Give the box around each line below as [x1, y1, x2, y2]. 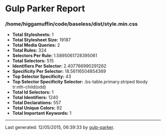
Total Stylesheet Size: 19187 [12, 37, 71, 43]
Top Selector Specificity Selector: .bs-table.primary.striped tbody [12, 79, 148, 85]
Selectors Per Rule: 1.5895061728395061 [12, 53, 97, 59]
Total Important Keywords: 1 [12, 110, 72, 116]
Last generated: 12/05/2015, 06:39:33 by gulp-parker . [5, 124, 115, 131]
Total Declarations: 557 [12, 100, 61, 106]
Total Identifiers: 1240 [12, 95, 58, 101]
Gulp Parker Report [5, 3, 85, 14]
